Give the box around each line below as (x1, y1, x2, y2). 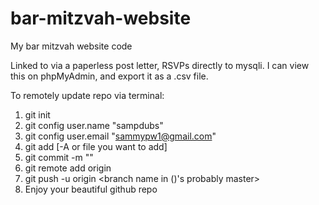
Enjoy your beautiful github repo (24, 183, 158, 195)
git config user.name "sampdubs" (24, 119, 164, 131)
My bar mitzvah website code (10, 40, 133, 52)
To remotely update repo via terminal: (10, 89, 165, 101)
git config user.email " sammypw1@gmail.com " (24, 130, 217, 142)
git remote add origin (24, 162, 112, 174)
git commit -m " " (24, 151, 94, 163)
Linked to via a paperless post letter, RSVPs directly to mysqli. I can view (10, 59, 310, 71)
